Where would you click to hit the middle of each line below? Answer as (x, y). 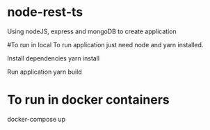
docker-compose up (37, 119)
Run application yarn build (45, 72)
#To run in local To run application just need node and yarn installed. (105, 44)
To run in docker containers (88, 100)
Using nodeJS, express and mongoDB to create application (92, 31)
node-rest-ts (45, 12)
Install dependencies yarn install (53, 58)
